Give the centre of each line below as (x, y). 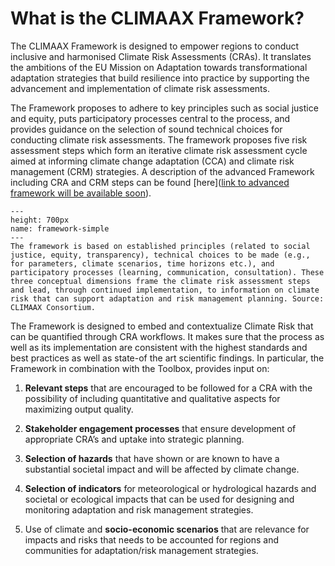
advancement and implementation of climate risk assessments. (140, 88)
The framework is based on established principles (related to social (160, 246)
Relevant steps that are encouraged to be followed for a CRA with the (168, 388)
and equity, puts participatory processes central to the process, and (150, 118)
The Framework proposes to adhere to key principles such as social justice (164, 108)
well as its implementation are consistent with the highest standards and (159, 347)
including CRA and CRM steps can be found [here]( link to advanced (150, 182)
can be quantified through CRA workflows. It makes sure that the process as (167, 336)
